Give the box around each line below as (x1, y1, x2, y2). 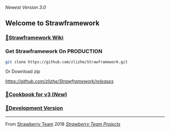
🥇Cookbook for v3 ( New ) (5, 91, 67, 98)
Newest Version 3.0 (5, 5, 47, 10)
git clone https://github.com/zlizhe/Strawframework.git (5, 59, 128, 64)
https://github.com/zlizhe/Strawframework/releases (5, 78, 114, 84)
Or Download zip (5, 69, 40, 75)
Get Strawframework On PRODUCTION (5, 48, 103, 55)
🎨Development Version (5, 105, 63, 112)
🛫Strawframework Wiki (5, 34, 64, 41)
